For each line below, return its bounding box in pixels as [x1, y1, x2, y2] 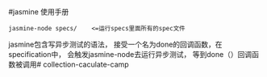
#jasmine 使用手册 [8, 7, 69, 16]
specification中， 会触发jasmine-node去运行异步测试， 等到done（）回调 [8, 50, 252, 59]
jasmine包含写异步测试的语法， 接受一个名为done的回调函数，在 [8, 39, 223, 49]
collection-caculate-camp [43, 59, 129, 69]
